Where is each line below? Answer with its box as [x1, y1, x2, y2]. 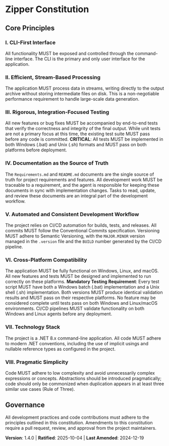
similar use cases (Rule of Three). [5, 386, 75, 392]
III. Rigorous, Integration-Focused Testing [5, 109, 109, 116]
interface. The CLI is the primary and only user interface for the [14, 56, 145, 62]
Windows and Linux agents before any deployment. [5, 311, 112, 317]
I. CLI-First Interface [5, 39, 56, 46]
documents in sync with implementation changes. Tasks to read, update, [5, 187, 156, 193]
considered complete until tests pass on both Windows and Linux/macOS [5, 300, 158, 306]
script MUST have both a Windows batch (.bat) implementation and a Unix [5, 284, 160, 290]
